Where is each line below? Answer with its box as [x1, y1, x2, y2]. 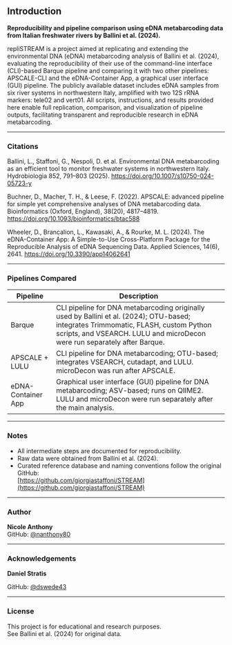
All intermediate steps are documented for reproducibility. [17, 446, 182, 455]
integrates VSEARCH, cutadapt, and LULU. [56, 357, 194, 367]
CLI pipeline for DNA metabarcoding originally [56, 303, 205, 312]
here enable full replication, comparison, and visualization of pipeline [7, 103, 204, 111]
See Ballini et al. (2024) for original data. [7, 629, 122, 637]
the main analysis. [56, 403, 115, 413]
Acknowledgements [7, 553, 77, 563]
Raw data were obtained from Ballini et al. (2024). [17, 454, 159, 462]
